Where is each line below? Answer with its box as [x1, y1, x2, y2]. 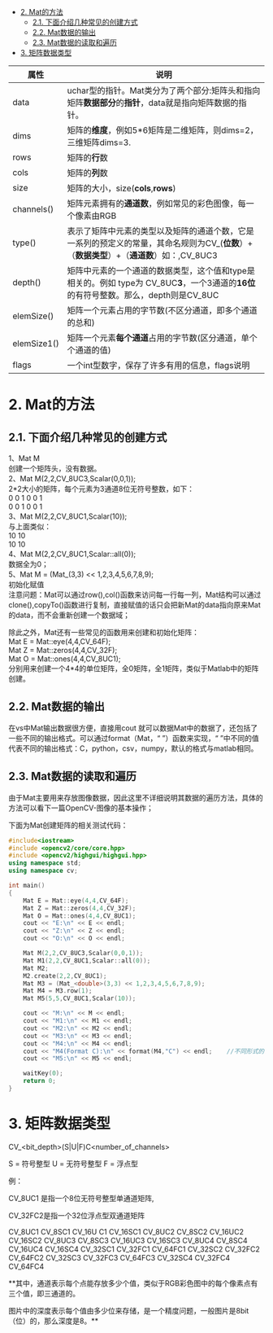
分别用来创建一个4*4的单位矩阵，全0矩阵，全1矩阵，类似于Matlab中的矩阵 [8, 664, 259, 673]
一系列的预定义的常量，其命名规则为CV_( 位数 [67, 238, 240, 248]
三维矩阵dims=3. [67, 137, 132, 148]
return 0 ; [23, 1077, 57, 1085]
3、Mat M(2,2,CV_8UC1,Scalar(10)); [8, 511, 128, 521]
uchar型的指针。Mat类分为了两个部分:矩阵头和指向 [67, 85, 261, 96]
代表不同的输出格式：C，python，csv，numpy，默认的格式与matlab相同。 [8, 743, 258, 753]
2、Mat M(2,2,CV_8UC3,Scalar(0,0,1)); [8, 474, 136, 483]
